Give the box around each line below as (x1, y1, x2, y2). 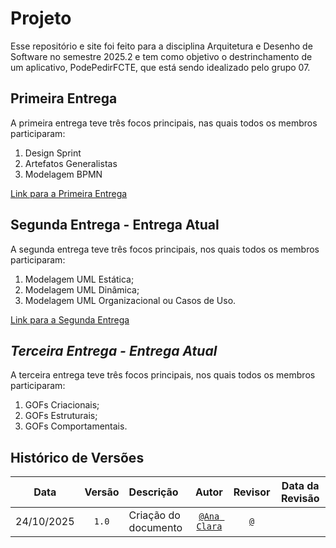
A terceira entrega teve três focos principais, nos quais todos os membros (10, 369, 316, 381)
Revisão (280, 492, 320, 506)
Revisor (233, 485, 271, 499)
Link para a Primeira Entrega (10, 187, 128, 199)
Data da (281, 479, 320, 493)
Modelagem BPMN (24, 168, 103, 180)
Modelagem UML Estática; (24, 273, 135, 285)
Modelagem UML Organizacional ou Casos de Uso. (24, 294, 237, 306)
